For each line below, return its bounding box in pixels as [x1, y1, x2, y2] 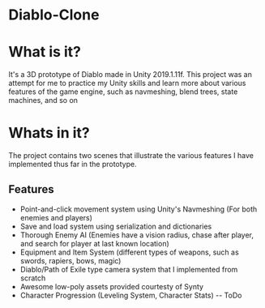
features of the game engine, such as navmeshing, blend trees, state [8, 87, 238, 96]
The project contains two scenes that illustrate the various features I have [8, 151, 254, 160]
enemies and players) [19, 212, 93, 222]
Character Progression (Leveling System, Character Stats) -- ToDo [19, 290, 242, 300]
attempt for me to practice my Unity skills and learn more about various [8, 79, 246, 88]
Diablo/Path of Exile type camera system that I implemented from [19, 264, 238, 274]
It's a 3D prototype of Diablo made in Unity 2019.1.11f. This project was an [8, 70, 253, 79]
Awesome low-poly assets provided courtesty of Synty [19, 281, 204, 291]
